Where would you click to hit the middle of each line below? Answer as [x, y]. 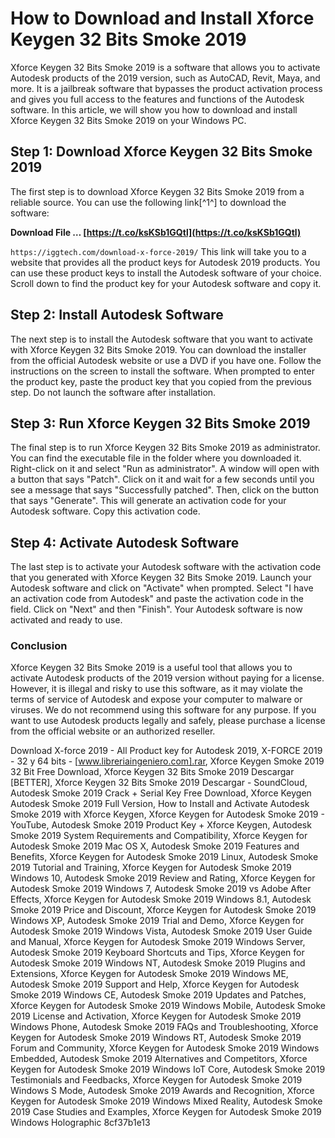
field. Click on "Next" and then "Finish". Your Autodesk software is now [156, 609]
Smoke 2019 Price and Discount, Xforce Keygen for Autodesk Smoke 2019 [163, 910]
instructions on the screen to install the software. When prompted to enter [162, 371]
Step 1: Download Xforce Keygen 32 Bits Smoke [161, 152]
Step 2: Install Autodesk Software [117, 315]
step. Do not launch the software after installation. [113, 392]
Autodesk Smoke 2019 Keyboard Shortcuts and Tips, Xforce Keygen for [157, 953]
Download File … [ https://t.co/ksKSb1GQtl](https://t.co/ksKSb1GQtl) [156, 232]
